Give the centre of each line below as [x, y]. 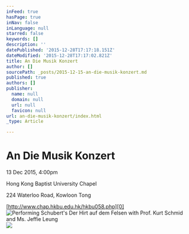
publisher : [20, 89]
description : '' [26, 45]
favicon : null [29, 110]
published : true [26, 77]
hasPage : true [24, 17]
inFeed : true [22, 12]
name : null [25, 94]
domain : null [28, 99]
